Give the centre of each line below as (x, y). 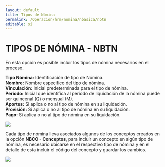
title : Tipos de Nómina (30, 15)
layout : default (22, 10)
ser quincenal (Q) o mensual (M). (39, 99)
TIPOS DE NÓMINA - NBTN (61, 49)
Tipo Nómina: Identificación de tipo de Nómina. (54, 78)
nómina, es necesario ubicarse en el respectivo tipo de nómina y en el (77, 145)
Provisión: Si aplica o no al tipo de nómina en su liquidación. (68, 110)
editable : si (19, 24)
